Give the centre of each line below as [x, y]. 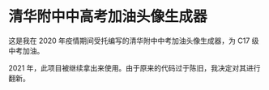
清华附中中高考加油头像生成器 [108, 17]
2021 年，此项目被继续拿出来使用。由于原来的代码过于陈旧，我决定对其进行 [134, 68]
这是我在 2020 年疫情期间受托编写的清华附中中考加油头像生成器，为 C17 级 [134, 41]
